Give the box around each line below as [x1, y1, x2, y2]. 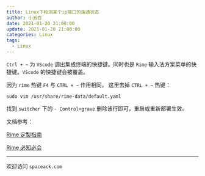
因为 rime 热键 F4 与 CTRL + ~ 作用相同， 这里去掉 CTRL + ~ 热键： [6, 81, 171, 89]
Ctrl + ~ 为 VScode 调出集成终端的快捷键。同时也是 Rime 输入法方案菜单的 [6, 61, 192, 68]
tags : [6, 37, 20, 43]
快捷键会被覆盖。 [45, 68, 88, 75]
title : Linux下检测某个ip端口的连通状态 [6, 9, 99, 15]
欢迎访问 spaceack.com [6, 163, 62, 170]
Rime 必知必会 [6, 144, 42, 151]
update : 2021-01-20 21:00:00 [6, 26, 81, 32]
